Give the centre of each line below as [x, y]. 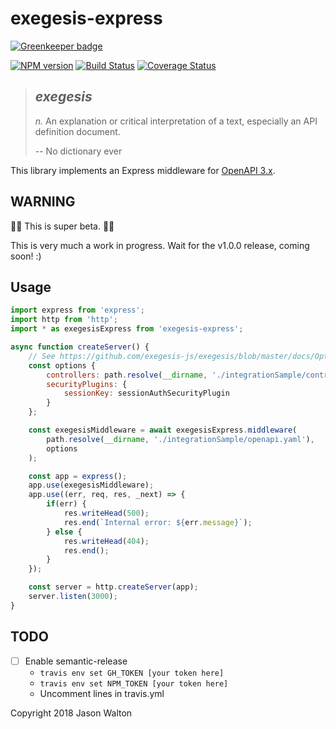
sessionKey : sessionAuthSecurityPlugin [146, 393]
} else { [64, 532]
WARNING [43, 202]
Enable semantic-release [76, 661]
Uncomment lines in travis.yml [102, 693]
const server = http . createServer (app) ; [113, 587]
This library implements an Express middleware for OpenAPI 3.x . [143, 170]
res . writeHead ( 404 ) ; [106, 541]
